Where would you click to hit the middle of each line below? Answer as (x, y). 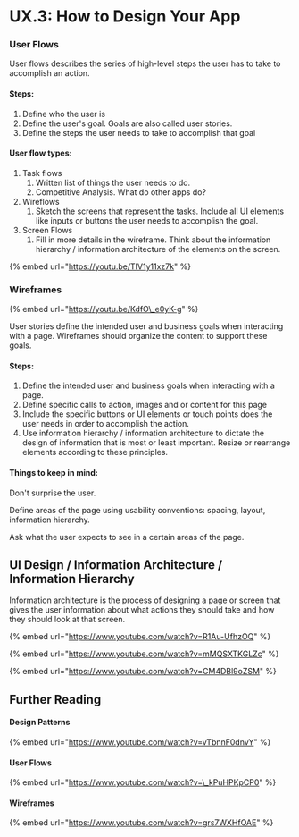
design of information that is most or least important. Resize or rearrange (156, 443)
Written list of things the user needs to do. (113, 182)
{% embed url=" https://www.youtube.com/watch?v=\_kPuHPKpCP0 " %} (143, 782)
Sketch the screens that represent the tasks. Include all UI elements (159, 211)
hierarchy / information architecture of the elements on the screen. (158, 249)
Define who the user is (63, 114)
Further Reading (55, 699)
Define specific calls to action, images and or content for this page (145, 405)
